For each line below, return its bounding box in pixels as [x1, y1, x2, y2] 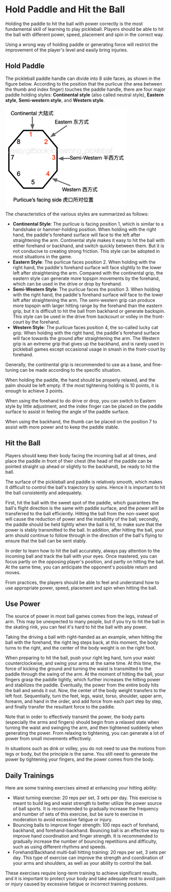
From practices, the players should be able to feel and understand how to [5, 579, 160, 585]
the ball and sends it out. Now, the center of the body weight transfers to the [5, 687, 166, 694]
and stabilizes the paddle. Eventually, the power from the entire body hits [5, 682, 159, 688]
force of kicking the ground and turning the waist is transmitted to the [5, 665, 152, 672]
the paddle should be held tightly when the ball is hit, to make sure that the [5, 521, 162, 528]
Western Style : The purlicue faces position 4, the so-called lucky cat [12, 324, 158, 330]
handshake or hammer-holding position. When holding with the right [12, 226, 157, 232]
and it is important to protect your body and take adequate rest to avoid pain [5, 876, 166, 882]
